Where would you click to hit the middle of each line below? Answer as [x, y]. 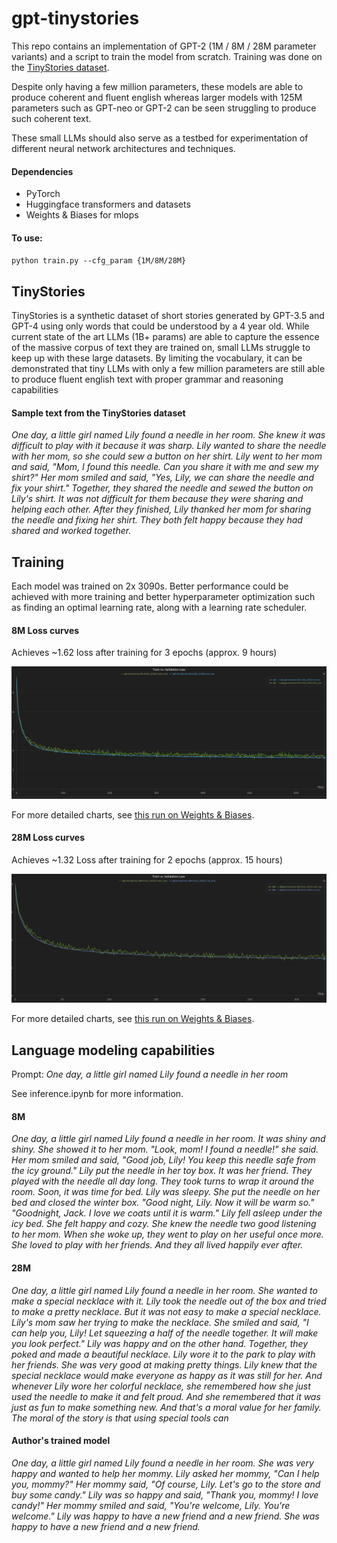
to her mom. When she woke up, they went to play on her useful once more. [167, 1234]
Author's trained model [61, 1441]
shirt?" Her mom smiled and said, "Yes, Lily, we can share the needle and [162, 478]
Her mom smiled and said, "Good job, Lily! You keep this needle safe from [163, 1160]
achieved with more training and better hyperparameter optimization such [163, 597]
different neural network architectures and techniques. [123, 148]
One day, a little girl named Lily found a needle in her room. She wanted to [164, 1290]
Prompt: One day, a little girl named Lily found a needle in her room [150, 1074]
